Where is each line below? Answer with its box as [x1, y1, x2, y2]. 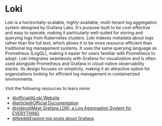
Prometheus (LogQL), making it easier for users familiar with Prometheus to [5, 50, 156, 56]
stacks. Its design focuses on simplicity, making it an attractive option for [5, 65, 150, 71]
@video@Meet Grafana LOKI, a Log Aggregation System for [12, 105, 132, 111]
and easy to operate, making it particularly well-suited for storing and [5, 30, 143, 35]
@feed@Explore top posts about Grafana [12, 115, 94, 121]
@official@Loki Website [12, 94, 59, 100]
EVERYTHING [12, 110, 40, 116]
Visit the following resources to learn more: [5, 85, 91, 91]
